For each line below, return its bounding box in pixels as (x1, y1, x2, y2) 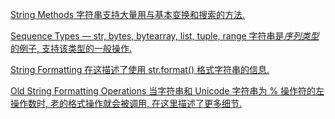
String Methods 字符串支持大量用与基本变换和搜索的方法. (10, 9, 246, 20)
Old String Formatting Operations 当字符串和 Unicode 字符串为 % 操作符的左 (10, 85, 325, 97)
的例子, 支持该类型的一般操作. (10, 43, 133, 54)
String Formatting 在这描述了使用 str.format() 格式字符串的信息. (10, 64, 270, 75)
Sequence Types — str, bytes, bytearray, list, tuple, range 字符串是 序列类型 (10, 30, 320, 42)
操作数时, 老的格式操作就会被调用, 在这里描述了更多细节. (10, 98, 242, 109)
